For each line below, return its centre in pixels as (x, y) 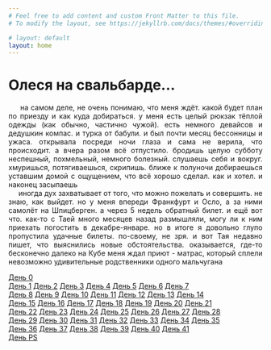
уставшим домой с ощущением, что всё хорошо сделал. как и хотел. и (135, 176)
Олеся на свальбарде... (92, 85)
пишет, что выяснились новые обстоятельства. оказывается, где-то (135, 245)
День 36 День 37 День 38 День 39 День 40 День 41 (99, 329)
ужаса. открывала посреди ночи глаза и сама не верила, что (135, 142)
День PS (23, 337)
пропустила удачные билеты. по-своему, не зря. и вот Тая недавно (135, 236)
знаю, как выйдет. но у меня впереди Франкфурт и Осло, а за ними (135, 202)
